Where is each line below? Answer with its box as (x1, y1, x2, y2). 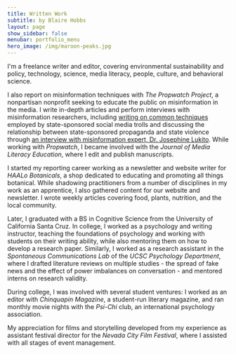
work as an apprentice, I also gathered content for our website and (7, 186, 200, 194)
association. (7, 310, 42, 318)
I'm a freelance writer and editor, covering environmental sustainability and (7, 62, 224, 70)
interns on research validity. (7, 274, 88, 282)
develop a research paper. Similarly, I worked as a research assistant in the (7, 245, 224, 252)
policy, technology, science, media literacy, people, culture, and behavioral (7, 69, 223, 78)
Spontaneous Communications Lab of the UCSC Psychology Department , (7, 252, 221, 260)
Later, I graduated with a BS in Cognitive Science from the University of (7, 215, 214, 223)
